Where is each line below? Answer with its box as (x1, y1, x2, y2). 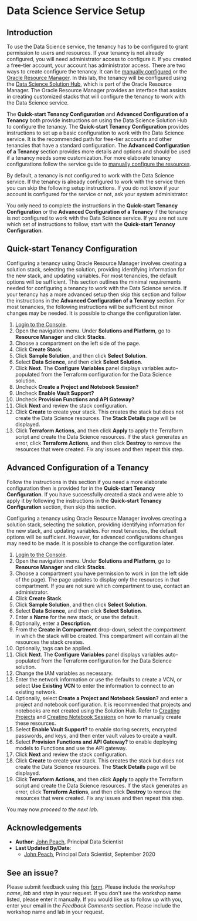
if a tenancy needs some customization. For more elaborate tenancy (6, 154, 171, 161)
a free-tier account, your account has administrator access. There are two (6, 62, 186, 69)
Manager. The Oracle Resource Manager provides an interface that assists (6, 87, 186, 93)
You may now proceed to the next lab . (6, 806, 98, 813)
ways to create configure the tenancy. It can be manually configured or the (6, 68, 187, 75)
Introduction (6, 28, 53, 38)
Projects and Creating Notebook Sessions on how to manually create (15, 713, 182, 720)
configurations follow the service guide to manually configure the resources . (6, 160, 192, 167)
